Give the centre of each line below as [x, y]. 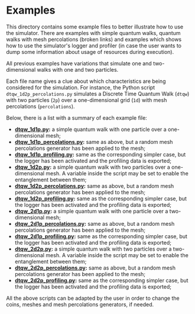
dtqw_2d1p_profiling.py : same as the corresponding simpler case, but [101, 236]
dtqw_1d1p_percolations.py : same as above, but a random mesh [94, 142]
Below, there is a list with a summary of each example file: [77, 118]
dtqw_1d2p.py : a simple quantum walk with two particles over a [92, 167]
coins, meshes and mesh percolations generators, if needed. [80, 304]
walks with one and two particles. [78, 69]
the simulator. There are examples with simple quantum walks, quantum [94, 33]
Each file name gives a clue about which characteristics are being [86, 81]
